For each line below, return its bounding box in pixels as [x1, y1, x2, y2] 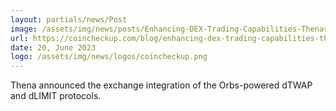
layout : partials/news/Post [10, 14, 128, 25]
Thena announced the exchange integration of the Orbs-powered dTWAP [10, 79, 313, 91]
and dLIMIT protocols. [10, 90, 102, 102]
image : [10, 24, 38, 34]
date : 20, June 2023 [10, 42, 97, 53]
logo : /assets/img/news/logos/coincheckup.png [10, 52, 208, 62]
